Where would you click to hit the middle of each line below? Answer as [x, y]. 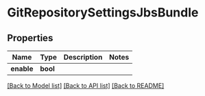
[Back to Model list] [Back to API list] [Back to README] [86, 86]
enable [22, 69]
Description [83, 57]
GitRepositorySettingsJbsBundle [103, 13]
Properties [30, 38]
